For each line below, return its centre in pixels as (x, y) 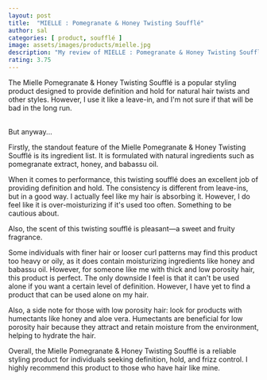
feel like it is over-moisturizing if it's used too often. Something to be (120, 204)
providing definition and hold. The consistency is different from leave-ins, (128, 188)
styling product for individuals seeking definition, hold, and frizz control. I (128, 359)
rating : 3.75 (30, 60)
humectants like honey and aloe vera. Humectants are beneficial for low (126, 318)
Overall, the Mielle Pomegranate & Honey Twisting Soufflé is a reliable (122, 351)
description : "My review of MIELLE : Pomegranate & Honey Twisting (122, 52)
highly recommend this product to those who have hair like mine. (114, 367)
